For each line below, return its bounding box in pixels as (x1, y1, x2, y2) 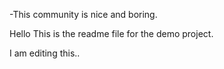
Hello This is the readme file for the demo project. (9, 28, 214, 39)
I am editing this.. (9, 47, 81, 59)
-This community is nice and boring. (9, 9, 158, 20)
